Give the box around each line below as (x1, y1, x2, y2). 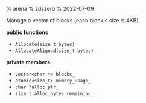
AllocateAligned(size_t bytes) (14, 48, 94, 54)
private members (6, 59, 51, 65)
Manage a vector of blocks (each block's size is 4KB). (6, 17, 141, 24)
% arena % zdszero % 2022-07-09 (6, 5, 95, 12)
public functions (6, 28, 48, 36)
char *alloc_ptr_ (14, 84, 59, 90)
